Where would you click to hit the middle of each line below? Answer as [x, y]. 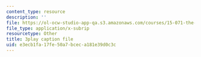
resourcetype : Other [32, 34]
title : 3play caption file [40, 39]
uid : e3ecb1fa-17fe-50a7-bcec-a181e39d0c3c [61, 45]
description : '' [26, 17]
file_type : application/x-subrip [48, 28]
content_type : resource [36, 12]
